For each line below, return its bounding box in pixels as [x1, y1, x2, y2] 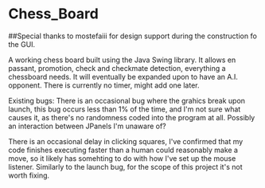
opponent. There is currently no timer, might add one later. [8, 80, 201, 90]
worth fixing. [8, 170, 50, 180]
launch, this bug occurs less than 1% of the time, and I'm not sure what [8, 104, 241, 114]
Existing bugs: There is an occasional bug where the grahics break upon [8, 96, 245, 105]
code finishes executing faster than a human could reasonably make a [8, 145, 239, 155]
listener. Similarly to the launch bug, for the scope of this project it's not [8, 162, 243, 171]
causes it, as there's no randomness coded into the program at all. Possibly [8, 112, 255, 122]
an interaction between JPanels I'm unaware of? [8, 121, 167, 131]
